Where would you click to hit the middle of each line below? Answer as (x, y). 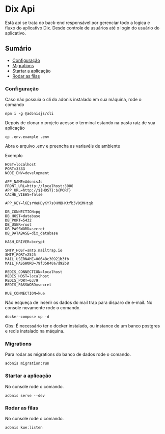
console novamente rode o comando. (43, 308)
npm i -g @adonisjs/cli (29, 114)
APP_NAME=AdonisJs (24, 182)
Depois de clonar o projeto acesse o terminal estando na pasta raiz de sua (80, 123)
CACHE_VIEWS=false (24, 195)
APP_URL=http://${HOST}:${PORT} (38, 190)
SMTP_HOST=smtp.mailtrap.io (34, 251)
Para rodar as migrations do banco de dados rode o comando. (68, 354)
